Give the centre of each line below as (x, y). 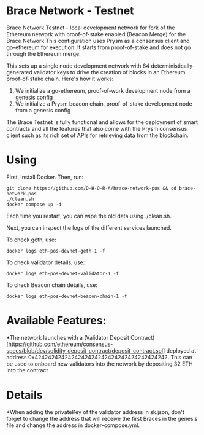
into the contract (27, 370)
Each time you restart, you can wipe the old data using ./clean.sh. (89, 216)
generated (19, 72)
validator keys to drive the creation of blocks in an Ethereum (109, 72)
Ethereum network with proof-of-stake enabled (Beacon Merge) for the (96, 34)
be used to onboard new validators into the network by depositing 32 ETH (100, 364)
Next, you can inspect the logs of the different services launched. (89, 227)
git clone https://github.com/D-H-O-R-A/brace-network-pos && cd (91, 188)
